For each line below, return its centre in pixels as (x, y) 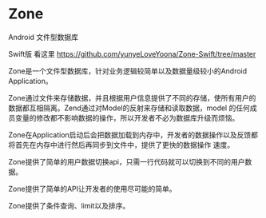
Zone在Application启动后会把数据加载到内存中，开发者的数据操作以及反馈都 (133, 135)
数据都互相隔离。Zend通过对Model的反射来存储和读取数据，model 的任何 (129, 108)
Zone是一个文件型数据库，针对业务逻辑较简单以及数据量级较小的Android (128, 71)
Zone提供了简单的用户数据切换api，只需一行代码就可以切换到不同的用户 (127, 161)
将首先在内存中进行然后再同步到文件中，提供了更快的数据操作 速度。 (121, 145)
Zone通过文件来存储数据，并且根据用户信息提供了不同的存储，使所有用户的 (132, 97)
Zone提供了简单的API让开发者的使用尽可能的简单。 (92, 188)
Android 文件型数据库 (43, 37)
